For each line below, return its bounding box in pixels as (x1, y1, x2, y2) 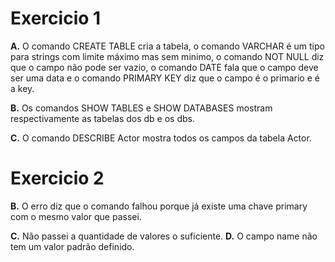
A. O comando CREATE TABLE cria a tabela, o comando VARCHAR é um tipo (10, 40, 325, 52)
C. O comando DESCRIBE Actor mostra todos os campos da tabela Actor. (10, 132, 312, 144)
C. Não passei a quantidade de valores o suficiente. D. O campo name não (10, 230, 318, 242)
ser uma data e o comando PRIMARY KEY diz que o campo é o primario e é (10, 72, 320, 84)
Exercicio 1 (10, 7, 102, 30)
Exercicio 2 (10, 167, 105, 190)
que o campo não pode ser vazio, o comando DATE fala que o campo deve (10, 61, 319, 73)
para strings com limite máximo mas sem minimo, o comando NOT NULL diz (10, 50, 325, 62)
